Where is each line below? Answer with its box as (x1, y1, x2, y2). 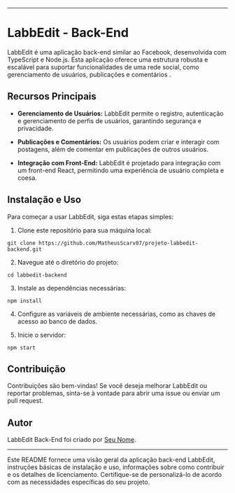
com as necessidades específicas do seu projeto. (7, 478, 150, 487)
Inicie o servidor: (17, 331, 66, 339)
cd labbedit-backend (7, 271, 68, 279)
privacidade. (17, 124, 54, 132)
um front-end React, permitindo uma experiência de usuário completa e (17, 166, 225, 174)
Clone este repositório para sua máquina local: (17, 225, 152, 235)
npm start (7, 344, 36, 351)
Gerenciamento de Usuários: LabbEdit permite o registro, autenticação (17, 109, 224, 118)
